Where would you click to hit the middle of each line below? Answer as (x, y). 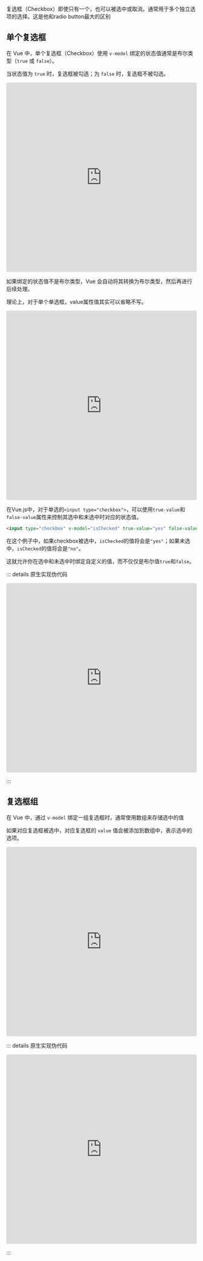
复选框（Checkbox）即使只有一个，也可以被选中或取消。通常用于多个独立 (98, 9)
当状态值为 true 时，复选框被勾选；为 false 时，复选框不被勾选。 (88, 73)
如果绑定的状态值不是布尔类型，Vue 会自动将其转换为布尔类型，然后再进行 (99, 281)
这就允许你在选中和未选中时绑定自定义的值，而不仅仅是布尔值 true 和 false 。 (101, 561)
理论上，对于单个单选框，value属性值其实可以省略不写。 (76, 301)
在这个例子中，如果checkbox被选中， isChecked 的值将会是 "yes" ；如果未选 (98, 541)
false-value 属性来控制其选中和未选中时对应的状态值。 (74, 517)
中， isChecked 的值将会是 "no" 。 (45, 548)
